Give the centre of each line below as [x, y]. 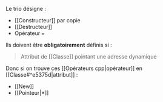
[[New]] [24, 86]
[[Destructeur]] [33, 27]
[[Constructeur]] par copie [48, 20]
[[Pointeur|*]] [32, 93]
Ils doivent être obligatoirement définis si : [59, 45]
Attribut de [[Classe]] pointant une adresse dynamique [88, 56]
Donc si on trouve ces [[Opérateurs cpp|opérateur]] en [74, 68]
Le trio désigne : [26, 9]
